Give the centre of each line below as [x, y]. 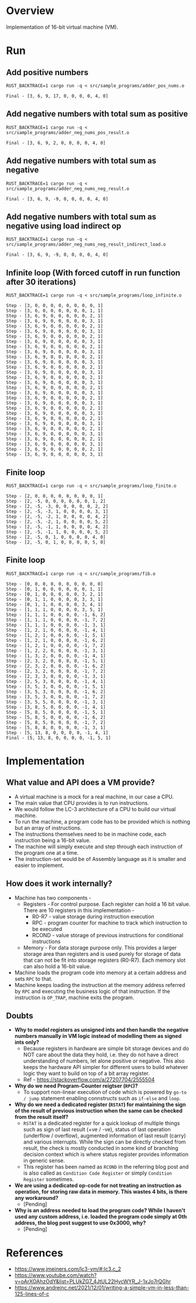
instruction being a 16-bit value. [53, 840]
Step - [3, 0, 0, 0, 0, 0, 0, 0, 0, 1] [55, 306]
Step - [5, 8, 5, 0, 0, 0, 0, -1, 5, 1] [56, 712]
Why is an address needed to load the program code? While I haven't [100, 1210]
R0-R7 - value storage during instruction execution [93, 916]
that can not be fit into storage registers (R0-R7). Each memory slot [104, 960]
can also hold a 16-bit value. [57, 966]
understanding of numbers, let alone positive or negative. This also [104, 1061]
